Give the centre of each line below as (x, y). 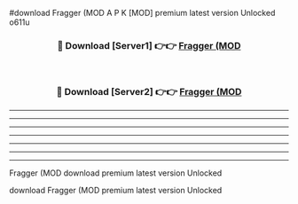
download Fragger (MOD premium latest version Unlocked (116, 190)
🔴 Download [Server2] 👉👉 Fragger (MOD (149, 92)
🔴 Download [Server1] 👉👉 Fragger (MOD (149, 45)
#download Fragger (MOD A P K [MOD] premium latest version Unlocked (142, 13)
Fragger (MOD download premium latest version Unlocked (116, 173)
